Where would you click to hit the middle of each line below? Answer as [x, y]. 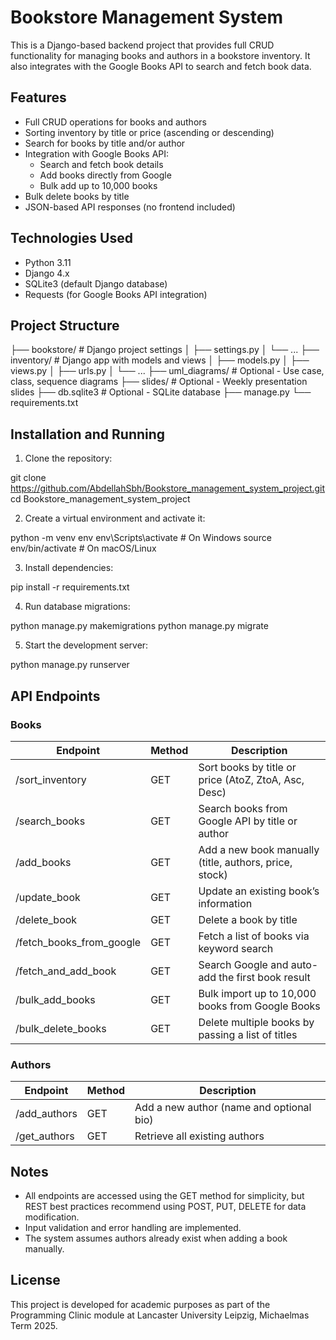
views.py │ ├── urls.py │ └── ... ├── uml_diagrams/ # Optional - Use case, [167, 371]
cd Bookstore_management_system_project [100, 499]
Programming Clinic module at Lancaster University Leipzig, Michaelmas [160, 1315]
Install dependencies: [69, 568]
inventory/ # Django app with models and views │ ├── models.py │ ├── [160, 360]
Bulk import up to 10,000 [257, 993]
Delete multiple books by [256, 1022]
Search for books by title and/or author [105, 143]
